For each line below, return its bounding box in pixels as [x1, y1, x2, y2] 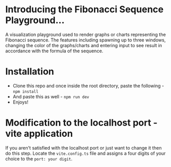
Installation [5, 66, 54, 77]
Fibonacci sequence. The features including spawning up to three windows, [5, 37, 166, 43]
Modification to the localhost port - [5, 117, 158, 129]
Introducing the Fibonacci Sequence [5, 4, 164, 15]
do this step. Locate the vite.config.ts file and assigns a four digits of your [5, 150, 166, 156]
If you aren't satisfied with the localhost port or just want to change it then [5, 144, 162, 151]
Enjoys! [12, 99, 29, 105]
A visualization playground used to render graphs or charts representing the [5, 31, 166, 37]
